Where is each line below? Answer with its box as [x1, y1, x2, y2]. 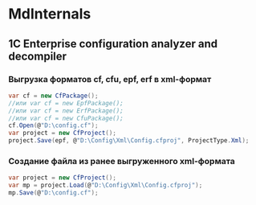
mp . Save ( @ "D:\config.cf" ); [8, 189, 99, 197]
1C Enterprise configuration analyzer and [8, 37, 218, 51]
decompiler [8, 49, 67, 63]
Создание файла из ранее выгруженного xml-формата [8, 155, 235, 166]
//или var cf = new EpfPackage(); [8, 99, 124, 107]
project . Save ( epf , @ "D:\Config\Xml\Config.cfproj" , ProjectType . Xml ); [8, 137, 250, 145]
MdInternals [8, 5, 91, 23]
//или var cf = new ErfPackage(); [8, 106, 124, 115]
